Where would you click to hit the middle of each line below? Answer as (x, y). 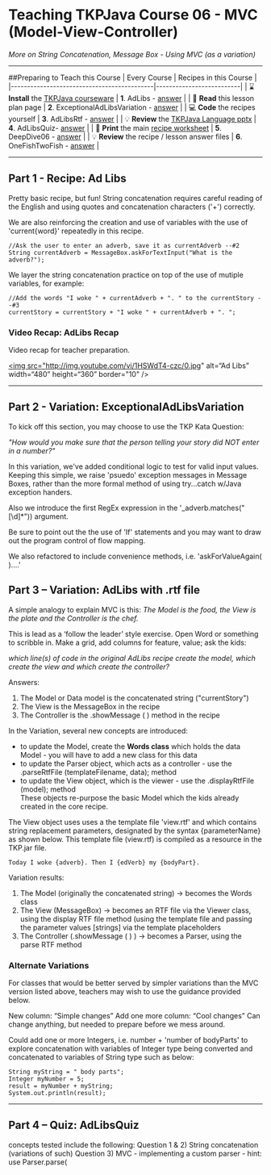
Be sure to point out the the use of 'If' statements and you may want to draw (135, 532)
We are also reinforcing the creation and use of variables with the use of (128, 222)
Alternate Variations (49, 965)
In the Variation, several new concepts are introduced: (98, 730)
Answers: (24, 682)
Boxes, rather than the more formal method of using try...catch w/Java (125, 483)
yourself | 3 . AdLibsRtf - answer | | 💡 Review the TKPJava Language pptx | (132, 119)
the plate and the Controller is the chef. (73, 618)
